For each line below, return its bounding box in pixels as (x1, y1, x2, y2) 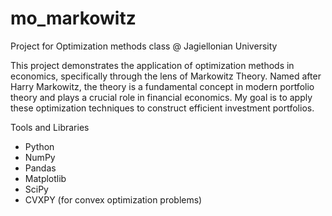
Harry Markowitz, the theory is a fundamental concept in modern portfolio (10, 80, 315, 92)
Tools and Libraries (10, 121, 90, 133)
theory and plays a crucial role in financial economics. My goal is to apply (10, 91, 313, 103)
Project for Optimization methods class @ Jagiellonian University (10, 40, 278, 52)
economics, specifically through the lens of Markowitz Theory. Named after (10, 70, 322, 82)
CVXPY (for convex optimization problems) (24, 193, 203, 206)
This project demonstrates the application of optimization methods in (10, 59, 295, 71)
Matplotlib (24, 172, 67, 184)
